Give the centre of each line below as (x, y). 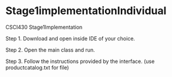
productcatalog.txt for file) (37, 67)
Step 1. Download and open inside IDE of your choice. (70, 38)
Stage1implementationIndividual (86, 11)
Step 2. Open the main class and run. (50, 50)
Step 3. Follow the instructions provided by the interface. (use (80, 61)
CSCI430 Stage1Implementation (44, 27)
